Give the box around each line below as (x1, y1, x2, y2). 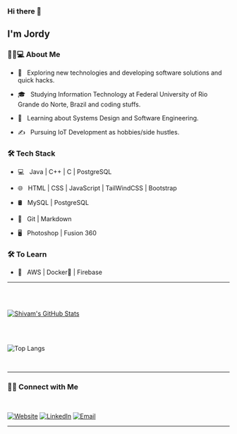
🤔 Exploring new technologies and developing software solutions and (17, 68, 222, 77)
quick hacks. (17, 75, 55, 84)
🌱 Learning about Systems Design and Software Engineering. (17, 113, 199, 122)
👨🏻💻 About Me (7, 49, 61, 59)
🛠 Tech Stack (7, 148, 56, 158)
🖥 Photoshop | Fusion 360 (17, 228, 97, 237)
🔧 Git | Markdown (17, 214, 72, 223)
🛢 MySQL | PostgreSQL (17, 198, 90, 206)
